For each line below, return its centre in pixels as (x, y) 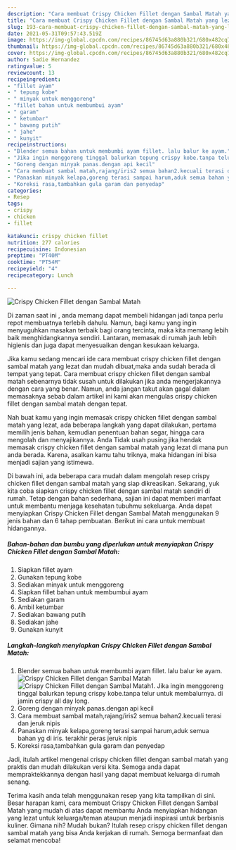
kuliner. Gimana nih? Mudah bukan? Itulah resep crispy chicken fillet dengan (117, 825)
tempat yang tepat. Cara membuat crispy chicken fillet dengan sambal (109, 373)
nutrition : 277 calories (44, 243)
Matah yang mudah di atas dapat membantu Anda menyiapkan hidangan (112, 810)
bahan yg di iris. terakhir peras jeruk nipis (77, 738)
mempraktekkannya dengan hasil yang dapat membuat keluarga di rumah (113, 774)
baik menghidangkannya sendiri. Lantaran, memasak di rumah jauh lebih (112, 337)
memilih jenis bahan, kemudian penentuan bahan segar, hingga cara (106, 432)
